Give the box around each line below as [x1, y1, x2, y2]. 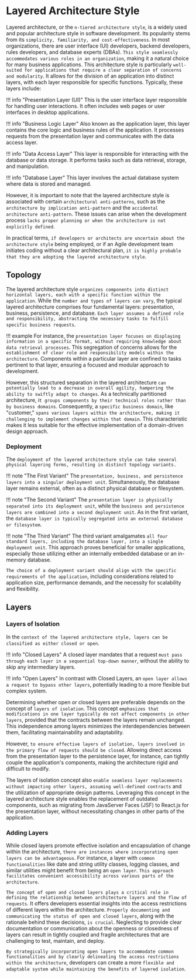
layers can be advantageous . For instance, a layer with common [6, 855, 155, 862]
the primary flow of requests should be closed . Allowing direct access [6, 746, 181, 753]
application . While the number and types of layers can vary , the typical [6, 297, 183, 304]
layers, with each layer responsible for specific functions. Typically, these [6, 78, 183, 86]
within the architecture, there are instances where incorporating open [6, 848, 178, 855]
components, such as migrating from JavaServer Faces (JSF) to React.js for [6, 801, 189, 808]
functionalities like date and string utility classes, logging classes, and [6, 861, 180, 868]
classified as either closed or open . [6, 639, 99, 647]
